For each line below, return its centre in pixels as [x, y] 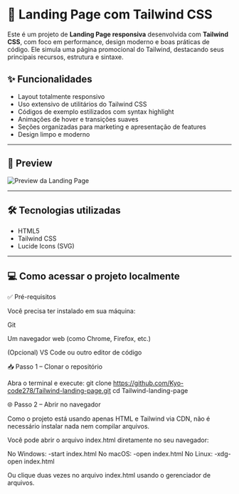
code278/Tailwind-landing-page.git [59, 391]
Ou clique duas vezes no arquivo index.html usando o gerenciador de [109, 475]
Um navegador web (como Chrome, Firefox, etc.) [79, 339]
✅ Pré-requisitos [32, 297]
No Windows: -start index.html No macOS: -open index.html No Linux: [110, 454]
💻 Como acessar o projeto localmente [94, 276]
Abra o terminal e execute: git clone [59, 383]
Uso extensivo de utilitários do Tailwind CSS [82, 104]
